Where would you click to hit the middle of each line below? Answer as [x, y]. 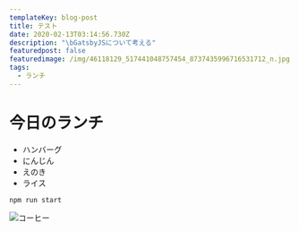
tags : [19, 68]
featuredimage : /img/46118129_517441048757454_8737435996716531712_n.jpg [150, 59]
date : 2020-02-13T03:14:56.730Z [69, 34]
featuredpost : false [48, 51]
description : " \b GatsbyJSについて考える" [83, 43]
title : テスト [34, 26]
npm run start [36, 200]
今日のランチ [57, 123]
